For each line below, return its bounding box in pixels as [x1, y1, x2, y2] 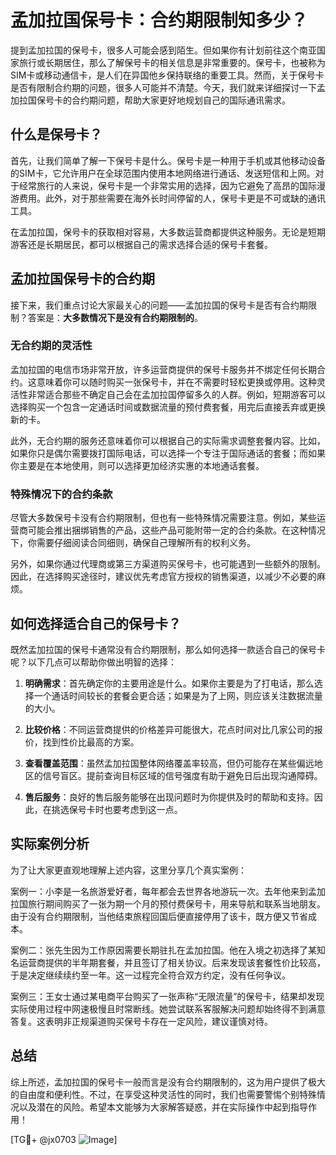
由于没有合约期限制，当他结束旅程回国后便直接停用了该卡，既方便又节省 [10, 910, 308, 922]
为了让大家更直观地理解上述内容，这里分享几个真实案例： [10, 864, 247, 876]
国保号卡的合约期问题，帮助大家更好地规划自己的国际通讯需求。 [27, 94, 291, 106]
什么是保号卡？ [10, 126, 103, 143]
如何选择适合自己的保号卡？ [10, 615, 182, 632]
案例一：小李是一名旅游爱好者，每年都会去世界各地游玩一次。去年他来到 [10, 885, 308, 897]
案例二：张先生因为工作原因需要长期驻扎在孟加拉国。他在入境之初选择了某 [10, 944, 317, 956]
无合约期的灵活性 [10, 339, 93, 353]
